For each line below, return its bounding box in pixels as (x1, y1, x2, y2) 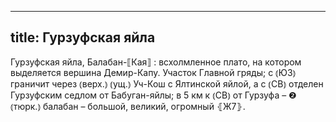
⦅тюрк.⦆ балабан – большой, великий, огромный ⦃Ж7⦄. (10, 100, 246, 112)
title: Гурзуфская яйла (10, 29, 156, 46)
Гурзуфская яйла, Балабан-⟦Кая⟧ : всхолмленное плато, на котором (10, 56, 302, 68)
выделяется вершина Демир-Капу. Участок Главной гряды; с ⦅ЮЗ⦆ (10, 66, 297, 78)
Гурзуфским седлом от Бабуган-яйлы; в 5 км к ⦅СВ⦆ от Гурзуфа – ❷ (10, 89, 297, 101)
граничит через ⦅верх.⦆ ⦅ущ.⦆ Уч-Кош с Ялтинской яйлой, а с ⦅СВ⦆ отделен (10, 77, 324, 90)
